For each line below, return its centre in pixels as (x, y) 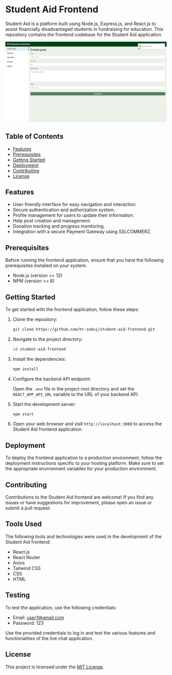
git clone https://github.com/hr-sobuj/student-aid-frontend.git (84, 329)
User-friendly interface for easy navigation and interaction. (75, 204)
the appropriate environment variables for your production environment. (81, 469)
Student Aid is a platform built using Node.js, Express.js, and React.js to (81, 24)
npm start (23, 414)
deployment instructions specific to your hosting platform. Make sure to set (84, 463)
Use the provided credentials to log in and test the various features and (80, 633)
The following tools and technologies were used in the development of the (84, 536)
